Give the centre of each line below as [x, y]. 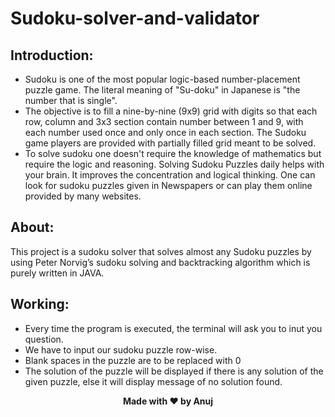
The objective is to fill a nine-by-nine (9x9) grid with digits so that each [171, 111]
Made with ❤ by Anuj [168, 401]
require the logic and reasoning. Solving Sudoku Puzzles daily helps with [174, 164]
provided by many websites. [83, 196]
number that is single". [71, 100]
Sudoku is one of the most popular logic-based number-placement [162, 79]
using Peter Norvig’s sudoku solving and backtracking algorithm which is [160, 262]
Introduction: [52, 55]
